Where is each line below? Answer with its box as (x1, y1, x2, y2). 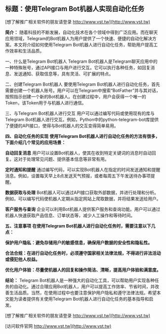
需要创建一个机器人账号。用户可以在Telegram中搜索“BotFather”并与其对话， (5, 87, 161, 93)
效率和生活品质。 (9, 48, 44, 53)
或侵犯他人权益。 (5, 256, 40, 262)
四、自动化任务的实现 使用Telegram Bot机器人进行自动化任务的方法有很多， (5, 133, 160, 139)
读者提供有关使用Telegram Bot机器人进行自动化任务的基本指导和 (18, 296, 149, 302)
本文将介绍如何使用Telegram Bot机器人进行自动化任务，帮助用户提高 (13, 42, 154, 48)
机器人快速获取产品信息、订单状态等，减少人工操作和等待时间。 (5, 212, 135, 218)
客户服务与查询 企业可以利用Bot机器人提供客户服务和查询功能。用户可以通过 (5, 206, 161, 212)
